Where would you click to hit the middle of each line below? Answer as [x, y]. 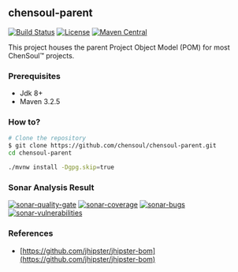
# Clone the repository [47, 138]
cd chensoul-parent [40, 153]
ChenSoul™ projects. [41, 55]
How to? [24, 122]
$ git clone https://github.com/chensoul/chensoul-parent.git [112, 146]
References [31, 233]
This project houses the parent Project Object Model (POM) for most [119, 47]
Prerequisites [34, 76]
